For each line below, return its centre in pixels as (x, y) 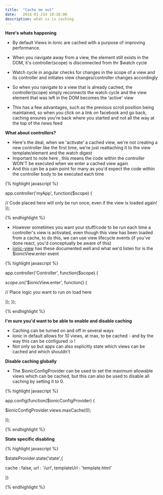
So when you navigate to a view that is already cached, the (72, 87)
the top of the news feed (37, 123)
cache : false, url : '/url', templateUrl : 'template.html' (59, 468)
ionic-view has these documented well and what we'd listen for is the (82, 248)
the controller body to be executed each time (58, 174)
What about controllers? (31, 133)
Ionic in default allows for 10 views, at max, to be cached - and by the (83, 336)
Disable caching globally (31, 361)
